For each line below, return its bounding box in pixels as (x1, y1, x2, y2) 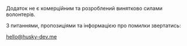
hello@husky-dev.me (6, 33, 57, 40)
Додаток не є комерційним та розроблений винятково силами (6, 5, 162, 11)
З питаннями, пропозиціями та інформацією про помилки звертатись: (6, 22, 181, 29)
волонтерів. (6, 11, 36, 18)
